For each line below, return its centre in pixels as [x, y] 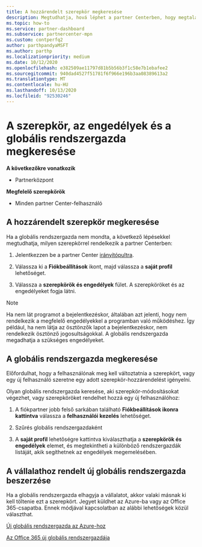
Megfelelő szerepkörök [36, 191]
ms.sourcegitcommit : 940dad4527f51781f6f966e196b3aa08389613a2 [87, 74]
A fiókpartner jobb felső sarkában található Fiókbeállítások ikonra [96, 409]
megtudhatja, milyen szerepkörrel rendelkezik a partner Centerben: [89, 243]
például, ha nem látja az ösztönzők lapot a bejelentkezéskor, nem [87, 327]
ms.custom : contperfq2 [35, 40]
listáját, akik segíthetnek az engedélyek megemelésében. [86, 452]
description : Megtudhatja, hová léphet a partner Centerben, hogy [91, 17]
